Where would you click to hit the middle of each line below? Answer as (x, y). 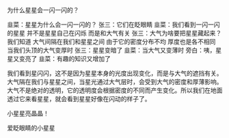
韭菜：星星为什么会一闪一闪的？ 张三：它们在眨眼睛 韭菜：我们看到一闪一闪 (113, 25)
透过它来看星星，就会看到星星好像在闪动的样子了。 (79, 99)
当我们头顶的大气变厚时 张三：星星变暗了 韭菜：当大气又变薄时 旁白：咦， (111, 50)
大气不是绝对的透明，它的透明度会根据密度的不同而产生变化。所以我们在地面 (115, 90)
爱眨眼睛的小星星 (31, 128)
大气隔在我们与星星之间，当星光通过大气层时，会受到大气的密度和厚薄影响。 (115, 82)
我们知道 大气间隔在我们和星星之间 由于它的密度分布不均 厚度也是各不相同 (111, 42)
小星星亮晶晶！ (28, 113)
